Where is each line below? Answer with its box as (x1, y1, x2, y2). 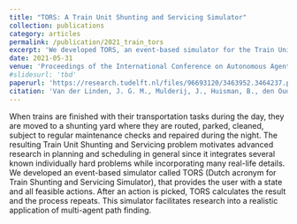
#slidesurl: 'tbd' (9, 71, 77, 79)
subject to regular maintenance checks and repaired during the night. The (9, 130, 278, 140)
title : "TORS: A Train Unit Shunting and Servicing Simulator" (9, 12, 247, 22)
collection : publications (9, 21, 104, 30)
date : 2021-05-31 (9, 54, 73, 63)
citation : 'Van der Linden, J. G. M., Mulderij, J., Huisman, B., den (9, 86, 275, 95)
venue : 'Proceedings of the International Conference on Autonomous (9, 63, 267, 71)
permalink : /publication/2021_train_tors (9, 37, 164, 47)
